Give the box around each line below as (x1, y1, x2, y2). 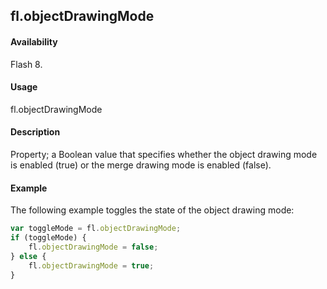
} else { (10, 251, 47, 261)
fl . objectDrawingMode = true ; (28, 260, 155, 271)
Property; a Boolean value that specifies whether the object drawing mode (10, 149, 318, 160)
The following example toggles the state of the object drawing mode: (10, 204, 295, 216)
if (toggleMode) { (10, 233, 87, 243)
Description (10, 126, 61, 138)
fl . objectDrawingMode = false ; (28, 242, 159, 252)
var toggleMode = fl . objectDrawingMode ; (10, 224, 182, 234)
